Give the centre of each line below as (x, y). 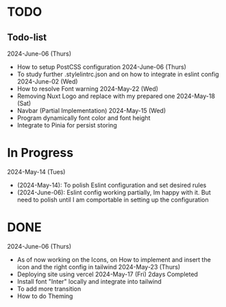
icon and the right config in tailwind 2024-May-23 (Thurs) (99, 267)
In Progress (40, 153)
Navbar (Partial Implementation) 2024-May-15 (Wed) (91, 111)
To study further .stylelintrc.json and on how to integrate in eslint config (118, 74)
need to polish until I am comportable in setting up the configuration (113, 199)
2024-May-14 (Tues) (36, 171)
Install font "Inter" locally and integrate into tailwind (89, 281)
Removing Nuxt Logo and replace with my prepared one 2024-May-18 (116, 96)
